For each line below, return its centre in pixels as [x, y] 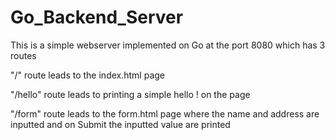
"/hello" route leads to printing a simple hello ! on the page [130, 94]
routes [23, 55]
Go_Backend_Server [97, 17]
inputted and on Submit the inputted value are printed [120, 124]
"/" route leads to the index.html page [87, 75]
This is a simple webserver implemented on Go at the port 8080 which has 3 [168, 45]
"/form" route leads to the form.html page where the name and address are [165, 113]
